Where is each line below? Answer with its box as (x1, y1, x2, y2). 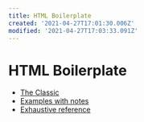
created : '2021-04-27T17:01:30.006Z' (8, 19, 135, 27)
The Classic (19, 87, 60, 97)
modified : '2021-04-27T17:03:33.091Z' (8, 26, 138, 35)
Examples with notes (19, 96, 89, 106)
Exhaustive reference (19, 105, 91, 115)
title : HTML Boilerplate (8, 11, 92, 20)
